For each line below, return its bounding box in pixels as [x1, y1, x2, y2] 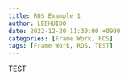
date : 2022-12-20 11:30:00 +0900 [8, 27, 121, 35]
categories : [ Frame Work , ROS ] [8, 34, 114, 43]
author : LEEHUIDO [8, 19, 67, 27]
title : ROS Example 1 [8, 11, 81, 20]
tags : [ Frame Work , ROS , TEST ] [8, 42, 114, 50]
